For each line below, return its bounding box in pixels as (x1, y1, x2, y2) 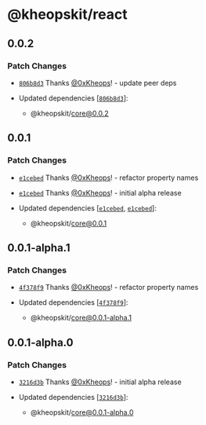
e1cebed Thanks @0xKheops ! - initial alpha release (18, 188, 182, 197)
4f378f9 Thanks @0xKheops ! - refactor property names (18, 283, 199, 292)
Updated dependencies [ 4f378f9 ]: (18, 298, 128, 307)
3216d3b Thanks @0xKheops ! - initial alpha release (18, 377, 182, 387)
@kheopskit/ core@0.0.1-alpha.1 (30, 313, 132, 323)
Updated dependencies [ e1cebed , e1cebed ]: (18, 203, 157, 213)
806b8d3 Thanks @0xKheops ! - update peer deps (18, 78, 177, 87)
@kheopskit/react (7, 5, 128, 24)
